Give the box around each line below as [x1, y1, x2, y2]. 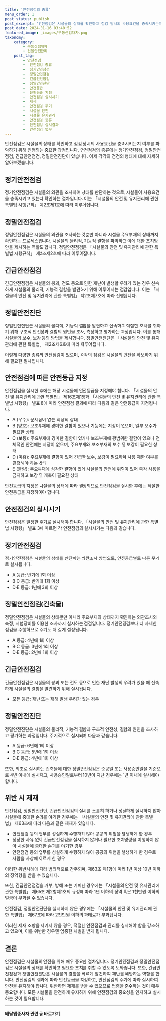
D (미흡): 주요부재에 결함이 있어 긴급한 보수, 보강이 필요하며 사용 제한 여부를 [12, 454, 158, 460]
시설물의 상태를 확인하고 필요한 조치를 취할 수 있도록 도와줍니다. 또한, [14, 965, 147, 971]
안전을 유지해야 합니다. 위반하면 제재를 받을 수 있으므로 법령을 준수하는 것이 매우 [5, 983, 160, 989]
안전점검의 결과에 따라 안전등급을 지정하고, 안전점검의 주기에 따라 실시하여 [15, 977, 158, 983]
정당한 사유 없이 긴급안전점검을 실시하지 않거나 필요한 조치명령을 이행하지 [12, 837, 154, 843]
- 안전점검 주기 [23, 104, 52, 109]
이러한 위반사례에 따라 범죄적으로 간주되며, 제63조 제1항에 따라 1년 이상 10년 [5, 866, 152, 872]
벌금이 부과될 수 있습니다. [5, 895, 54, 901]
